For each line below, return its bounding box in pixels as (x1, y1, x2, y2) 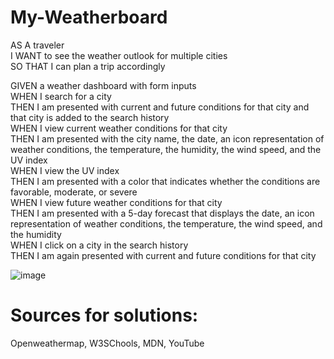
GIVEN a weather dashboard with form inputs (10, 79, 197, 91)
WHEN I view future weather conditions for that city (10, 196, 223, 208)
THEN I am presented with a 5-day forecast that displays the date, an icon (10, 207, 315, 219)
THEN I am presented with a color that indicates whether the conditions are (10, 175, 321, 187)
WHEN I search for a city (10, 90, 112, 102)
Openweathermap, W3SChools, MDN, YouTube (10, 337, 205, 349)
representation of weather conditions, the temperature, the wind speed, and (10, 217, 323, 230)
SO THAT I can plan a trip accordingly (10, 60, 166, 72)
